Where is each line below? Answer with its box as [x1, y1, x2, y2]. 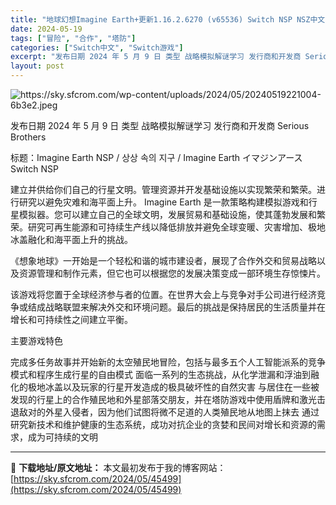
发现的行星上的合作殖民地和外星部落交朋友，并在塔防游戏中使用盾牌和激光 [10, 394, 317, 405]
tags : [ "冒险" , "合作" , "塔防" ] [10, 33, 137, 43]
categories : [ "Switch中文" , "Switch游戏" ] [10, 42, 184, 53]
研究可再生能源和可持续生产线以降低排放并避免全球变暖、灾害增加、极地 [27, 221, 326, 233]
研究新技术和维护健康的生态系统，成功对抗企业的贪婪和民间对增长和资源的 [10, 419, 317, 430]
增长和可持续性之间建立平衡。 [10, 314, 133, 325]
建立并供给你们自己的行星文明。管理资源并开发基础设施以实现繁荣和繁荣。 [10, 184, 317, 195]
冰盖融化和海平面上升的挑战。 [10, 234, 133, 245]
